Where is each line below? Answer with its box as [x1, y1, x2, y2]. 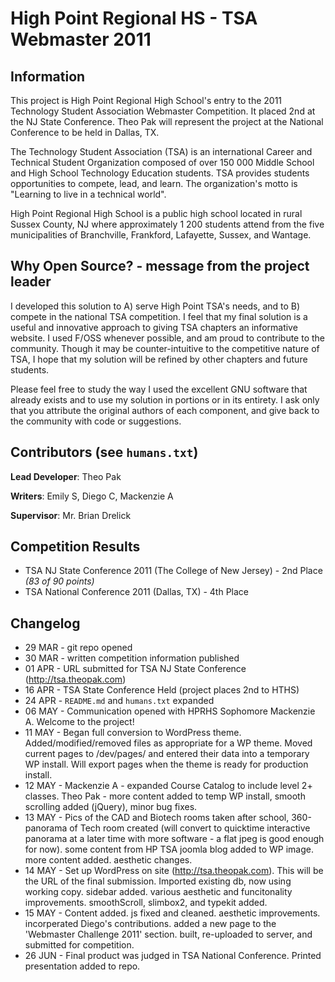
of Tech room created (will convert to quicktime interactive [69, 822, 311, 834]
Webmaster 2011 [10, 28, 152, 51]
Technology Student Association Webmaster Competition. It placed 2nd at [10, 105, 316, 117]
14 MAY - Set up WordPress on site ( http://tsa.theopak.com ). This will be [24, 865, 324, 877]
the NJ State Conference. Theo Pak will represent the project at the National [10, 116, 324, 127]
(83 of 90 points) [24, 575, 95, 587]
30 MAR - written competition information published [24, 652, 240, 664]
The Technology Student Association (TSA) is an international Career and [10, 146, 313, 157]
